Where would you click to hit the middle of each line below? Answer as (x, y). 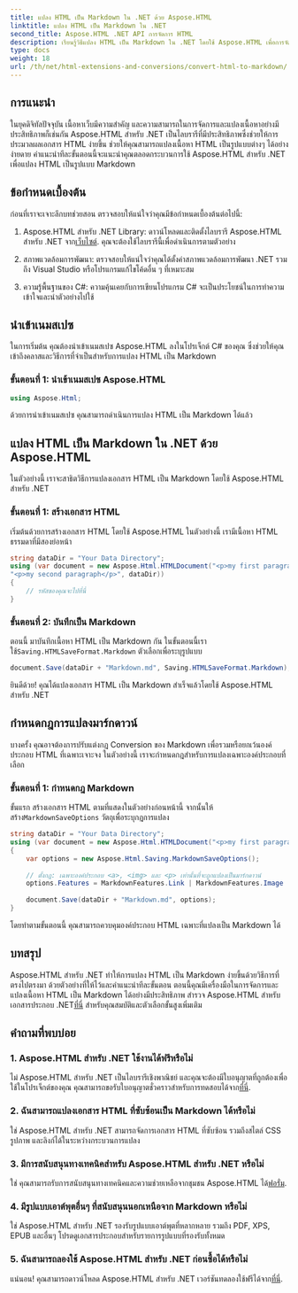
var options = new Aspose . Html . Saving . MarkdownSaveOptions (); (143, 859)
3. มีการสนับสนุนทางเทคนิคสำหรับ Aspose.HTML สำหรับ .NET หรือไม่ (137, 1164)
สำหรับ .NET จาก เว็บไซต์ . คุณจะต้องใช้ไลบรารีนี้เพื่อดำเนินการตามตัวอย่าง (129, 241)
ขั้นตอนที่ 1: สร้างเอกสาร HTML (65, 512)
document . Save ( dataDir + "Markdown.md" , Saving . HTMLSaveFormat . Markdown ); (151, 668)
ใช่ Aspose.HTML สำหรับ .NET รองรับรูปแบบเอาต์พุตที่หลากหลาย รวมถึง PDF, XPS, (140, 1226)
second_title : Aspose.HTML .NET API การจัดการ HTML (102, 34)
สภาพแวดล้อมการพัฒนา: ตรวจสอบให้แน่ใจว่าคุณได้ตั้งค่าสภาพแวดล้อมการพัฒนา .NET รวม (155, 259)
